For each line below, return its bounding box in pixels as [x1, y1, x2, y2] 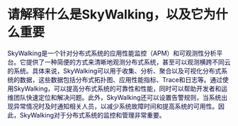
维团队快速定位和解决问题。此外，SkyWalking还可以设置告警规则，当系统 [7, 93, 222, 101]
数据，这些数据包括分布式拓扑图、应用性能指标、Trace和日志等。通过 [19, 75, 223, 84]
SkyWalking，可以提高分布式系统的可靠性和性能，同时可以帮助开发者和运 [13, 84, 228, 93]
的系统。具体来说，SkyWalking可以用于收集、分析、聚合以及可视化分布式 [7, 67, 222, 75]
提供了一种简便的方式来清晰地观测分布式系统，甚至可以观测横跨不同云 [25, 57, 231, 66]
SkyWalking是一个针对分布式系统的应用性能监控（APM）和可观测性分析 [7, 49, 217, 57]
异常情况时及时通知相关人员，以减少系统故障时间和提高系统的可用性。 [13, 102, 218, 110]
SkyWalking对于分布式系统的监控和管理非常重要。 [19, 110, 166, 119]
